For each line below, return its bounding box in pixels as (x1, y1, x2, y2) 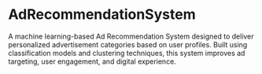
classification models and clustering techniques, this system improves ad (8, 48, 245, 57)
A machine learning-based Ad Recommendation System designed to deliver (8, 31, 254, 41)
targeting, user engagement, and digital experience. (8, 57, 177, 66)
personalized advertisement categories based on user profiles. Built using (8, 39, 248, 49)
